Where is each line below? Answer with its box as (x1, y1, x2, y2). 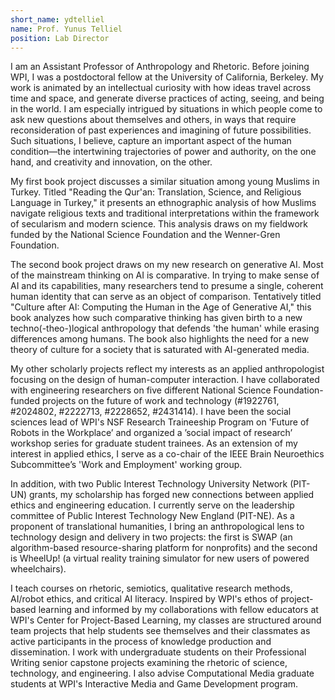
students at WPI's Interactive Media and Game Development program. (10, 678, 299, 690)
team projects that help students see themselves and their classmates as (10, 625, 311, 637)
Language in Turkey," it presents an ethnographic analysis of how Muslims (10, 197, 317, 209)
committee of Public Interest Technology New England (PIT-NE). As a (10, 510, 295, 522)
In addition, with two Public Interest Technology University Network (10, 478, 288, 490)
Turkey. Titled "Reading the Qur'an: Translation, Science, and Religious (10, 186, 302, 198)
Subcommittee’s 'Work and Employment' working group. (10, 459, 243, 471)
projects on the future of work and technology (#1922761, (41, 395, 280, 407)
